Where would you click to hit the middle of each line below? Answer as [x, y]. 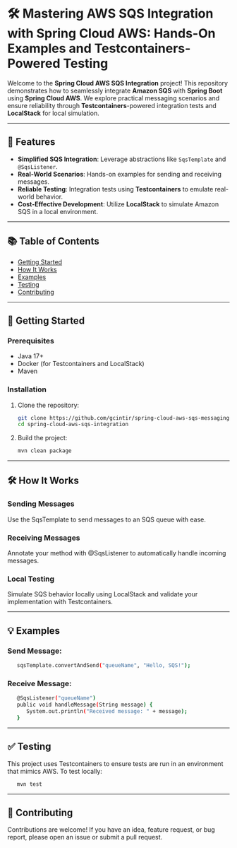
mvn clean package [44, 451]
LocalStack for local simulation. [54, 113]
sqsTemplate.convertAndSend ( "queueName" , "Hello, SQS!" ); [104, 666]
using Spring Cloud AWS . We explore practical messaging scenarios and [114, 98]
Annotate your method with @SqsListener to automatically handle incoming [117, 553]
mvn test [29, 784]
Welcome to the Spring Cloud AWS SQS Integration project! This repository [117, 83]
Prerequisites [31, 341]
